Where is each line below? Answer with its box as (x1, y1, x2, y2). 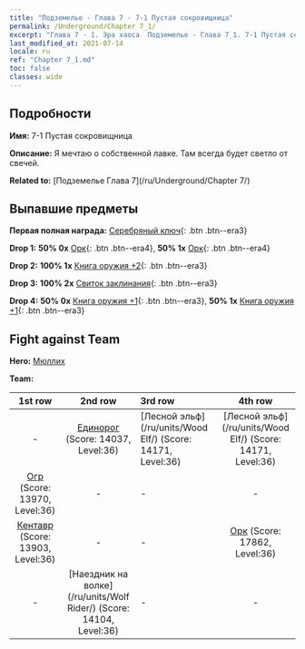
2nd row (80, 395, 117, 408)
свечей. (9, 157, 40, 168)
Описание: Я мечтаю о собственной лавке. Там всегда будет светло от (9, 147, 289, 159)
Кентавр (16, 519, 54, 532)
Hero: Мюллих (9, 356, 65, 367)
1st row (17, 395, 53, 408)
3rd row (140, 395, 175, 408)
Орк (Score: (230, 525, 281, 537)
